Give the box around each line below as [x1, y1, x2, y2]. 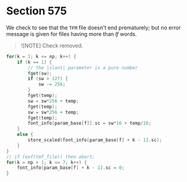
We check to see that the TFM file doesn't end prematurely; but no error [6, 24, 181, 31]
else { [17, 132, 34, 138]
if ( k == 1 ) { [17, 59, 52, 65]
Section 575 [6, 4, 67, 18]
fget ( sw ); [28, 70, 52, 76]
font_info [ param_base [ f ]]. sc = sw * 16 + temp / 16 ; [28, 120, 152, 126]
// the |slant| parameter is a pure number [28, 65, 138, 71]
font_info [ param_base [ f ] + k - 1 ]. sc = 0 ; [17, 165, 125, 171]
